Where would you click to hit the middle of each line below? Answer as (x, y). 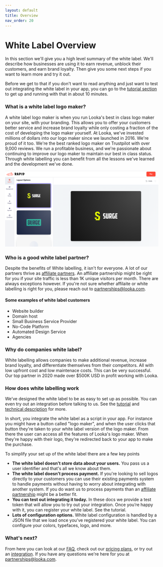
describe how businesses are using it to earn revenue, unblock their (73, 64)
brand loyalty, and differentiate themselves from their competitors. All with (80, 365)
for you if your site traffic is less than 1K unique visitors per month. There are (82, 279)
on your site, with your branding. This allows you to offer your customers (78, 122)
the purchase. (19, 444)
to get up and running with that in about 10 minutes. (57, 94)
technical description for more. (36, 409)
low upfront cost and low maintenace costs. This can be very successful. (78, 370)
